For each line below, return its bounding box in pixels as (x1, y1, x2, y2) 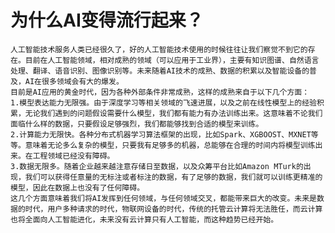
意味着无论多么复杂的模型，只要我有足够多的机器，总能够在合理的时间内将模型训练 (24, 140, 316, 150)
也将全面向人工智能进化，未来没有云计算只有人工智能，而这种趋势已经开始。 (10, 214, 279, 225)
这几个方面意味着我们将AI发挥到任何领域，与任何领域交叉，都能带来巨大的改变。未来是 (10, 193, 317, 203)
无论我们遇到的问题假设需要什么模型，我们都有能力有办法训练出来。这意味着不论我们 (24, 108, 323, 118)
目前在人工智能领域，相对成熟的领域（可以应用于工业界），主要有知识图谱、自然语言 (24, 55, 320, 65)
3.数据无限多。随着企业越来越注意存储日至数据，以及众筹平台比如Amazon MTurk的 (10, 161, 304, 171)
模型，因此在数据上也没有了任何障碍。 (10, 182, 145, 193)
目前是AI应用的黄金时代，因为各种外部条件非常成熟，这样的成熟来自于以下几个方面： (10, 87, 310, 97)
